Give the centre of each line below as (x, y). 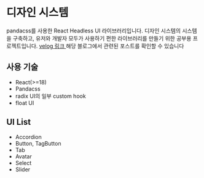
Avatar (23, 156)
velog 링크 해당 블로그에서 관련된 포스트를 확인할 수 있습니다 (112, 46)
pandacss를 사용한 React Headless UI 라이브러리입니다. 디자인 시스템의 (94, 31)
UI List (19, 122)
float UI (25, 103)
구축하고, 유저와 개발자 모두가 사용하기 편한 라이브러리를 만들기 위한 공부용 (102, 38)
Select (23, 163)
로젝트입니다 (22, 46)
